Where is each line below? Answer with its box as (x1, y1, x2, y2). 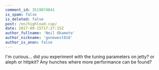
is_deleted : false (5, 16, 44, 21)
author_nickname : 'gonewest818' (5, 35, 73, 40)
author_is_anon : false (5, 40, 53, 45)
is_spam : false (5, 12, 37, 17)
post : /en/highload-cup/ (5, 21, 57, 26)
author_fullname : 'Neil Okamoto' (5, 30, 75, 35)
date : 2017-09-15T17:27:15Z (5, 26, 64, 31)
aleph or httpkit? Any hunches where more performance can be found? (5, 58, 152, 65)
